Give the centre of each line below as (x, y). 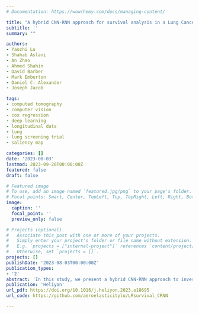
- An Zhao (18, 60)
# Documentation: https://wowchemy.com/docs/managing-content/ (86, 12)
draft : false (22, 175)
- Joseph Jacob (25, 88)
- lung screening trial (36, 137)
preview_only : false (37, 219)
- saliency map (25, 143)
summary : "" (21, 33)
